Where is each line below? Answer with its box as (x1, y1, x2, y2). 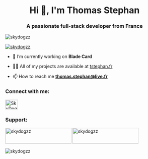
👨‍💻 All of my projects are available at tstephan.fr (12, 63, 113, 70)
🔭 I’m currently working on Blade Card (12, 54, 92, 60)
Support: (5, 116, 28, 123)
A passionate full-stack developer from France (26, 23, 143, 30)
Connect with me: (5, 88, 50, 95)
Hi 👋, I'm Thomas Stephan (29, 5, 140, 16)
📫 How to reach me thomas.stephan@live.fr (12, 73, 108, 80)
